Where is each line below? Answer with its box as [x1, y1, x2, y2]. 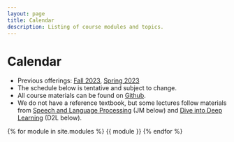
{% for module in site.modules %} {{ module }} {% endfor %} [7, 127, 183, 136]
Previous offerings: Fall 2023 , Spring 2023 [17, 76, 140, 85]
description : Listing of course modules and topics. [7, 23, 164, 30]
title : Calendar [7, 17, 54, 24]
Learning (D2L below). [17, 113, 82, 122]
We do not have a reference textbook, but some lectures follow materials [17, 99, 227, 107]
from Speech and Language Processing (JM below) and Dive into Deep [17, 106, 223, 115]
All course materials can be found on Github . [17, 92, 147, 100]
